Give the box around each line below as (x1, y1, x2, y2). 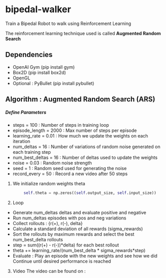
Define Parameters (5, 109, 47, 115)
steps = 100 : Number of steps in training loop (12, 122, 109, 128)
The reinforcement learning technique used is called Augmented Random (5, 30, 161, 36)
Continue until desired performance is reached (12, 258, 111, 264)
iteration (12, 138, 31, 145)
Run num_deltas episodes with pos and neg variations (12, 215, 127, 221)
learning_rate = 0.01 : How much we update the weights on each (12, 133, 148, 139)
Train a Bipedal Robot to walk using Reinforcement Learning (5, 20, 131, 26)
